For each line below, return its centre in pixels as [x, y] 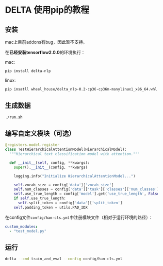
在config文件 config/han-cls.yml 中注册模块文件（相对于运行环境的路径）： [79, 217]
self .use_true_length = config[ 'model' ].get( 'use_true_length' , [80, 194]
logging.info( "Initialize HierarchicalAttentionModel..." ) [75, 176]
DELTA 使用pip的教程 [47, 10]
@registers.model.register [32, 145]
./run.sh [14, 117]
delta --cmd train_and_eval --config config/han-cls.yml [64, 259]
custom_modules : [21, 227]
